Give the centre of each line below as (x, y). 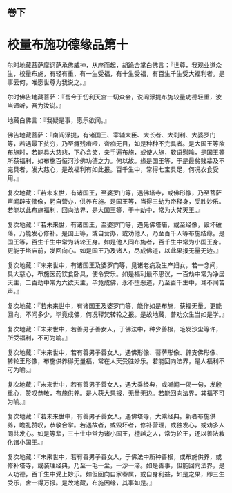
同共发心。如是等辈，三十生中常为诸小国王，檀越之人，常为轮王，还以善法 (113, 434)
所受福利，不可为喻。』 (39, 338)
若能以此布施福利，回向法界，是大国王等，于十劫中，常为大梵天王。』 (105, 210)
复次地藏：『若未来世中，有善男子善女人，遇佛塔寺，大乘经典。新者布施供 (112, 416)
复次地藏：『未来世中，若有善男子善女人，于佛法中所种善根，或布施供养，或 (115, 457)
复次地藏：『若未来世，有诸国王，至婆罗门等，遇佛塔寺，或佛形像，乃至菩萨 (115, 193)
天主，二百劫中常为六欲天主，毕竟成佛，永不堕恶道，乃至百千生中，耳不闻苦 (116, 282)
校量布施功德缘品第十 (68, 45)
